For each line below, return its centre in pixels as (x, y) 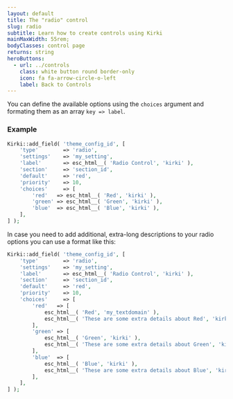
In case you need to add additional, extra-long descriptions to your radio (111, 234)
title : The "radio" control (48, 20)
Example (22, 130)
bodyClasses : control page (46, 46)
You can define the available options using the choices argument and (106, 104)
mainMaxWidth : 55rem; (38, 39)
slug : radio (24, 26)
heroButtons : (26, 59)
